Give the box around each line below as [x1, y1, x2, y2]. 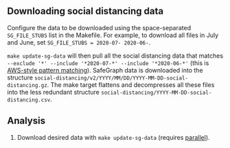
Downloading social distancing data [7, 5, 163, 17]
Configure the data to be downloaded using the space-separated [7, 23, 192, 32]
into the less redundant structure [7, 88, 100, 96]
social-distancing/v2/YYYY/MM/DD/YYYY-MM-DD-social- [34, 75, 189, 82]
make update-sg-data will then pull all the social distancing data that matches [7, 51, 224, 60]
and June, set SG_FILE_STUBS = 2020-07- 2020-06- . [7, 38, 151, 47]
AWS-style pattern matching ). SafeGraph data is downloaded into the [7, 66, 204, 74]
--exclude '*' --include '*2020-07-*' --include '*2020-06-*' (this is [7, 58, 209, 67]
